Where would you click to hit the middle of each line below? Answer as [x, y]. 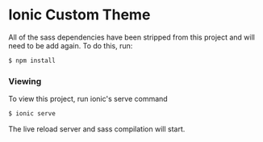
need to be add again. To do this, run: [71, 45]
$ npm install [32, 61]
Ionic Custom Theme [79, 15]
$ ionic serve [32, 114]
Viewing [25, 81]
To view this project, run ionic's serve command [88, 99]
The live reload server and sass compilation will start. [97, 129]
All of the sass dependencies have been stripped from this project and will [132, 37]
